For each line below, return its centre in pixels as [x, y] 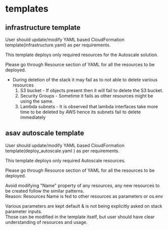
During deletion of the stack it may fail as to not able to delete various [85, 80]
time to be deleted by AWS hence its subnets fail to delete [80, 112]
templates [27, 9]
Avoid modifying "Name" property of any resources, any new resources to [82, 186]
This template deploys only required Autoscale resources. [65, 160]
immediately [33, 117]
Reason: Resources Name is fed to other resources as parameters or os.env [84, 196]
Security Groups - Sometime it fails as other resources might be [87, 96]
